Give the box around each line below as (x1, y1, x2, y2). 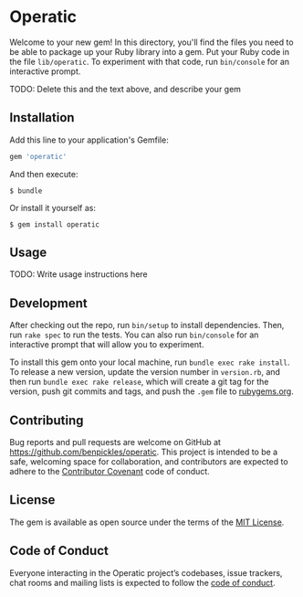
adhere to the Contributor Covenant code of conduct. (9, 466, 210, 477)
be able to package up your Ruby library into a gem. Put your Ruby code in (9, 46, 290, 57)
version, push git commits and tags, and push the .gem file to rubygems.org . (9, 386, 295, 397)
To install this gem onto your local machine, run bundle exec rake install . (9, 357, 290, 368)
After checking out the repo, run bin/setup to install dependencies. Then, (9, 320, 285, 331)
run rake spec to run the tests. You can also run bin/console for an (9, 329, 259, 340)
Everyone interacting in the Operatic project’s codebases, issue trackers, (9, 567, 283, 578)
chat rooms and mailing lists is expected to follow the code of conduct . (9, 577, 276, 588)
